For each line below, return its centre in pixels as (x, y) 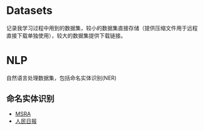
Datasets (29, 11)
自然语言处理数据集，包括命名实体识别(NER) (62, 78)
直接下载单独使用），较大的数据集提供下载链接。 (66, 35)
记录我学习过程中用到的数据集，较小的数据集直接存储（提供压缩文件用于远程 (102, 28)
